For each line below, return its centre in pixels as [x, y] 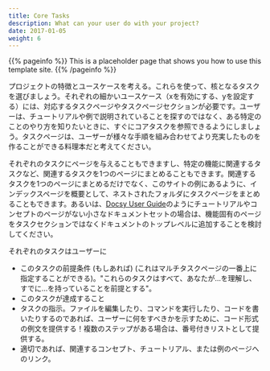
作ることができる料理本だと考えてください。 [82, 146]
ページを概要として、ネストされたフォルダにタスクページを [141, 194]
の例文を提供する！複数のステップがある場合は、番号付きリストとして [136, 329]
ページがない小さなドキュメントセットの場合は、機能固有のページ [152, 214]
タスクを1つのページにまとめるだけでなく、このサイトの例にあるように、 [129, 184]
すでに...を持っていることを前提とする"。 [88, 289]
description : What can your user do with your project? [104, 23]
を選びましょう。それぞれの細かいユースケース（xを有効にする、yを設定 [128, 97]
